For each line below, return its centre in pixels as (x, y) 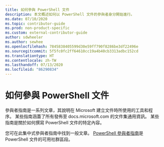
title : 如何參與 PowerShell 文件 (37, 10)
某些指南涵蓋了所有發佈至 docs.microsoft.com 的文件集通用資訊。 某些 (87, 116)
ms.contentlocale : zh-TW (31, 60)
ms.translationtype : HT (30, 56)
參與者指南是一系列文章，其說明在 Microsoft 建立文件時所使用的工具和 (77, 110)
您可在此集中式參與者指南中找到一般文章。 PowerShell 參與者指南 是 (74, 133)
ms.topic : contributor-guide (35, 24)
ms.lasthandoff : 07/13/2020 (34, 65)
